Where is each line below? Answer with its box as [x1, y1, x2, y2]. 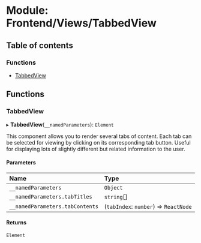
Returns [6, 219, 27, 226]
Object [104, 184, 123, 191]
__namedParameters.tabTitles [9, 193, 92, 200]
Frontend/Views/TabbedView [6, 16, 157, 30]
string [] [104, 193, 128, 201]
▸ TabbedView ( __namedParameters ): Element [6, 121, 114, 128]
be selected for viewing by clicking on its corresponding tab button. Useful [6, 139, 191, 146]
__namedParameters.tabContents [9, 203, 99, 210]
